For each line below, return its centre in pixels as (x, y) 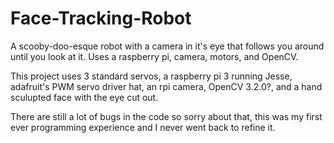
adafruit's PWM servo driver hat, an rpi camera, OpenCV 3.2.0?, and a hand (166, 86)
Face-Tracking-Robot (101, 18)
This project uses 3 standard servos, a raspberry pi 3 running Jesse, (151, 76)
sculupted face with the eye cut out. (84, 97)
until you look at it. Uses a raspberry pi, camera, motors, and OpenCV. (154, 56)
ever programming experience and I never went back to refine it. (143, 127)
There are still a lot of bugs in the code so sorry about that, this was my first (166, 116)
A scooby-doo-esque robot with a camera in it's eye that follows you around (167, 46)
